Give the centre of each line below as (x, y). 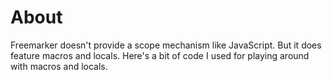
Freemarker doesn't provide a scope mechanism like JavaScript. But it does (166, 45)
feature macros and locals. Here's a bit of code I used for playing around (160, 55)
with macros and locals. (59, 66)
